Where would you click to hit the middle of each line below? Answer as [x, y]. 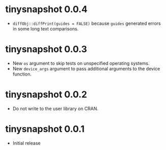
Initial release [26, 143]
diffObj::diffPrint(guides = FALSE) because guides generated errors [87, 23]
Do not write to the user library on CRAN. [55, 108]
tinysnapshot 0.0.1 [45, 129]
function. [22, 74]
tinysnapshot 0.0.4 [46, 9]
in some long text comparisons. [45, 28]
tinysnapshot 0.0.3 [46, 49]
